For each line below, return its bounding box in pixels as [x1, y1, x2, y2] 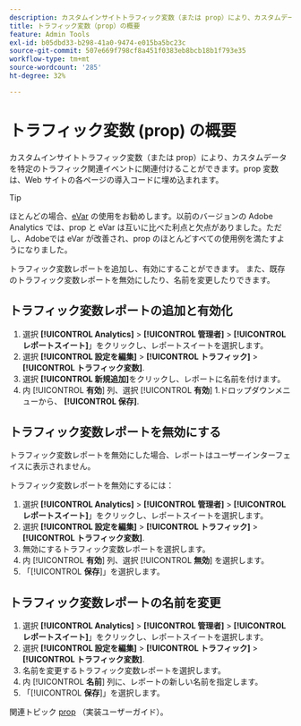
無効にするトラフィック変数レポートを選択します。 [21, 543, 211, 555]
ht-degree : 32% [9, 72, 66, 81]
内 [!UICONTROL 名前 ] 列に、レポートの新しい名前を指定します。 [21, 677, 263, 688]
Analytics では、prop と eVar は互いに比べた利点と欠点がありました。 [9, 221, 267, 233]
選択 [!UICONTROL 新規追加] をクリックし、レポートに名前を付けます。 [21, 373, 286, 384]
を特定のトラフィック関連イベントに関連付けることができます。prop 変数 [9, 163, 279, 174]
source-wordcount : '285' [9, 64, 102, 73]
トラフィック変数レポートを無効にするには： [9, 480, 175, 491]
